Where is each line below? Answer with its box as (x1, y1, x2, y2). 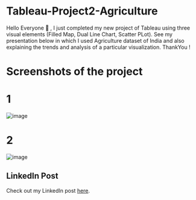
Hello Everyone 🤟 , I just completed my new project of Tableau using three (6, 24, 191, 31)
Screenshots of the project (6, 65, 143, 79)
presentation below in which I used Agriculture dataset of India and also (6, 37, 185, 44)
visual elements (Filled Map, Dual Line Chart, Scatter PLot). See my (6, 30, 173, 37)
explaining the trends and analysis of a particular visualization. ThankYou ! (6, 44, 191, 51)
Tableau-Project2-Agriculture (6, 4, 158, 18)
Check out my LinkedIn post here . (6, 187, 90, 194)
